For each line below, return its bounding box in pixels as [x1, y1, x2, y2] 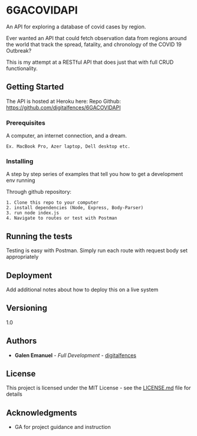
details [6, 391, 22, 398]
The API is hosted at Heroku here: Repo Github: [6, 97, 121, 105]
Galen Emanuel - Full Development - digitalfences [14, 352, 137, 359]
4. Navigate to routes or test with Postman [6, 215, 117, 222]
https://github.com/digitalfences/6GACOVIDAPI [6, 104, 121, 111]
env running [6, 177, 35, 184]
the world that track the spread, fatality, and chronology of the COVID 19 [6, 41, 182, 48]
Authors [6, 336, 37, 346]
